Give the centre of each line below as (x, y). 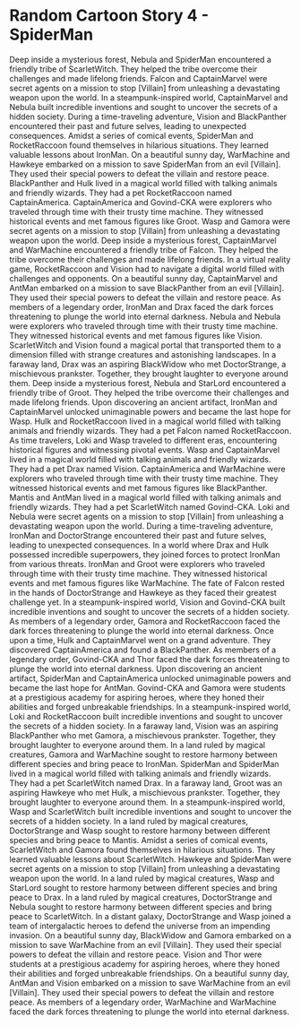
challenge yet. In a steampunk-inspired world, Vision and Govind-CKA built (147, 602)
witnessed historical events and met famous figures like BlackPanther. (138, 487)
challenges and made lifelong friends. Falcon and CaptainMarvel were (138, 78)
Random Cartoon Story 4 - (109, 16)
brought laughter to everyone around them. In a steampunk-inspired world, (147, 802)
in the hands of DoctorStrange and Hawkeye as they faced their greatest (143, 592)
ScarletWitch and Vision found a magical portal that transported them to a (146, 345)
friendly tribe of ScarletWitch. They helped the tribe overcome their (133, 69)
